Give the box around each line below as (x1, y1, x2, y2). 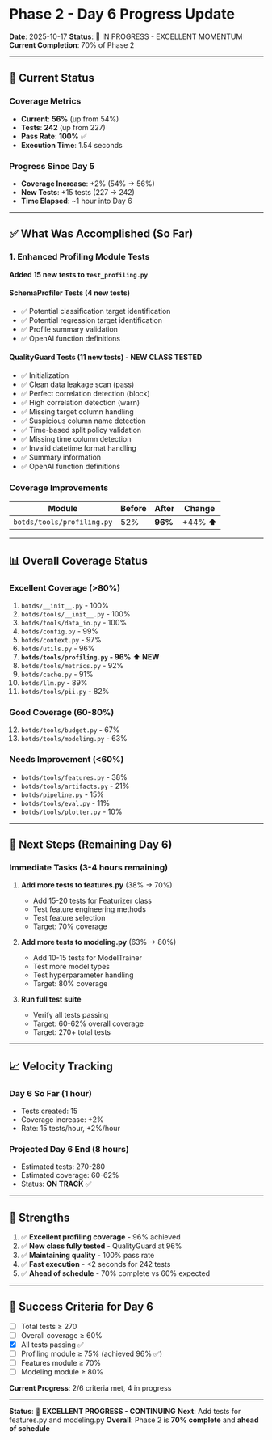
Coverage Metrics (9, 95, 82, 107)
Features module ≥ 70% (20, 1358, 102, 1368)
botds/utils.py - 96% (20, 644, 95, 653)
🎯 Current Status (9, 71, 95, 85)
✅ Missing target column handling (20, 407, 134, 417)
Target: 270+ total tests (32, 1027, 111, 1037)
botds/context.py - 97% (20, 635, 102, 644)
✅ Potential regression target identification (20, 315, 163, 324)
